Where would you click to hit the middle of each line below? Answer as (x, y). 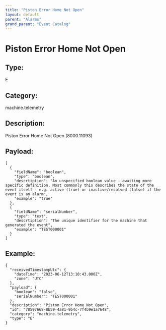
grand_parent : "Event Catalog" (38, 24)
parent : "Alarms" (23, 19)
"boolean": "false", (36, 292)
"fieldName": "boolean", (40, 172)
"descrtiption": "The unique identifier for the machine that (81, 221)
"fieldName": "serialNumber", (46, 212)
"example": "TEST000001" (40, 229)
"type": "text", (31, 216)
